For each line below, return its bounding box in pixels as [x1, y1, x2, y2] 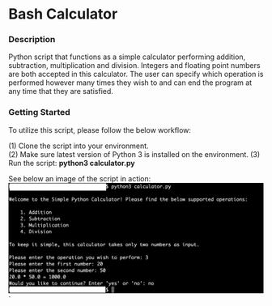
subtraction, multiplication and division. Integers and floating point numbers [8, 61, 261, 70]
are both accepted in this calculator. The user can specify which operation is [8, 70, 264, 79]
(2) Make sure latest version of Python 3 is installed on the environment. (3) [8, 149, 261, 159]
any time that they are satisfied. [8, 87, 113, 96]
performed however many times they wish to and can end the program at [8, 78, 253, 87]
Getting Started [8, 107, 70, 118]
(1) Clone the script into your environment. [8, 141, 149, 151]
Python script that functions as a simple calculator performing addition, [8, 52, 246, 62]
